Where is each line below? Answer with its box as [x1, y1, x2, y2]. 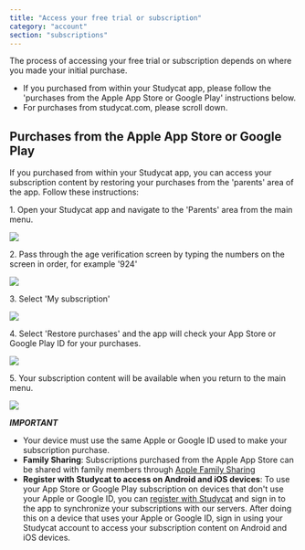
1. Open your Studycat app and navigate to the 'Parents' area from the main [9, 205, 293, 216]
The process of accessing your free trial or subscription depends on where [9, 56, 292, 67]
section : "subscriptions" [9, 30, 108, 39]
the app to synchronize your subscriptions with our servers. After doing [22, 503, 292, 514]
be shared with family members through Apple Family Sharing [22, 464, 256, 475]
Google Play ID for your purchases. [9, 338, 142, 349]
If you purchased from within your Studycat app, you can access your [9, 167, 272, 178]
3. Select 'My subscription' [9, 293, 111, 304]
